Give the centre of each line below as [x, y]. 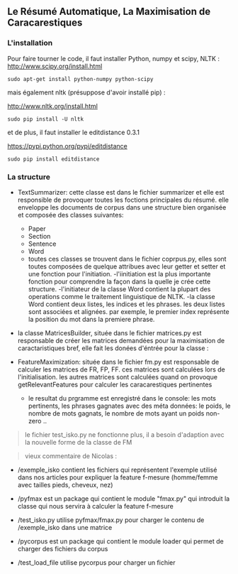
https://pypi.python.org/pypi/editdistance [67, 146]
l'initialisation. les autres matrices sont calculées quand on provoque [118, 377]
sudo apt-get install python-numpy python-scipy [80, 79]
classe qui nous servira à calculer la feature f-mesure [95, 506]
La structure [29, 177]
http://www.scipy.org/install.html [55, 66]
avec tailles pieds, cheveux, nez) [65, 484]
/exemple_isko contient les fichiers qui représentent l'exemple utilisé [117, 470]
